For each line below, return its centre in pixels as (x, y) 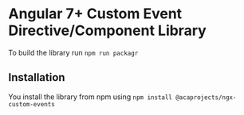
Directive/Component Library (108, 31)
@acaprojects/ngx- (206, 97)
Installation (37, 77)
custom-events (32, 104)
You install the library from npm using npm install (91, 97)
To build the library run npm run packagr (73, 52)
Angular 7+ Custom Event (95, 14)
